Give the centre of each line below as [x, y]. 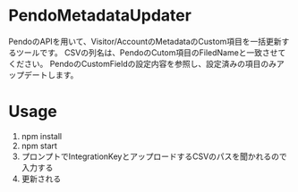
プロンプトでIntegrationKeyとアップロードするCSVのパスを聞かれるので [154, 156]
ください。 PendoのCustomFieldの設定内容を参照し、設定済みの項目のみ [142, 63]
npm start [39, 146]
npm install [42, 136]
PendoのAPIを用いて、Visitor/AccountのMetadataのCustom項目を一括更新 [145, 41]
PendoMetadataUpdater [100, 16]
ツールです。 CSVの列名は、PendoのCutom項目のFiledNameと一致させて [151, 52]
